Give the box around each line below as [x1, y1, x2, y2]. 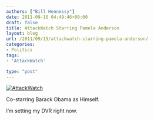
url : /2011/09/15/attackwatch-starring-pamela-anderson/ [6, 36, 149, 42]
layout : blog [6, 31, 38, 36]
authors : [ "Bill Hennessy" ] [6, 8, 75, 15]
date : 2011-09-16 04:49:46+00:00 [6, 14, 88, 20]
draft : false [6, 19, 38, 25]
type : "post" [6, 68, 38, 74]
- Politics [6, 47, 33, 53]
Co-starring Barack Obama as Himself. [6, 96, 100, 103]
